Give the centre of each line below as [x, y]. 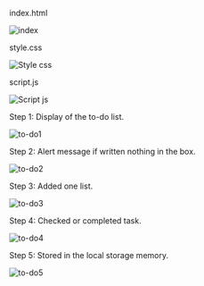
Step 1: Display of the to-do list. [67, 117]
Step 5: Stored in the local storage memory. [89, 255]
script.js [24, 82]
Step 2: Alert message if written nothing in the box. [102, 151]
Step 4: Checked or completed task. [75, 221]
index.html [29, 13]
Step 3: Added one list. [51, 186]
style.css [26, 47]
